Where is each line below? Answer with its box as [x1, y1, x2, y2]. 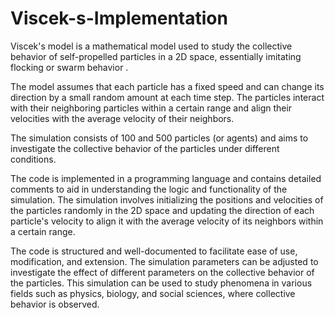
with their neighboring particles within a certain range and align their [10, 102, 293, 114]
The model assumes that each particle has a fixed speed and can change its [10, 80, 325, 92]
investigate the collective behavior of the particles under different [10, 142, 280, 154]
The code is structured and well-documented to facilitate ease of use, [10, 245, 298, 257]
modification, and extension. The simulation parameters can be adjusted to [10, 255, 319, 267]
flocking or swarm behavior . [10, 61, 129, 73]
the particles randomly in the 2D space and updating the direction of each [10, 204, 315, 216]
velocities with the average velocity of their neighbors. [10, 112, 235, 124]
